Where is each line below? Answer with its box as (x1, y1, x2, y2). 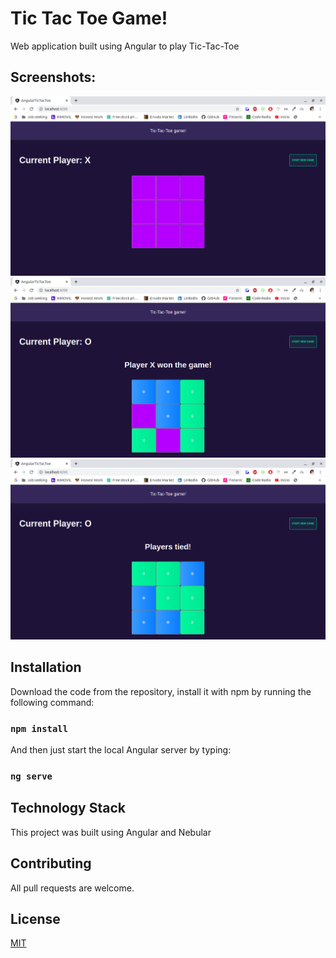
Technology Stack (10, 800, 126, 817)
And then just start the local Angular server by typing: (10, 743, 232, 756)
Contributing (10, 855, 92, 872)
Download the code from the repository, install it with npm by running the (10, 685, 312, 697)
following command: (10, 696, 95, 708)
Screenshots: (10, 69, 97, 86)
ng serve (10, 770, 53, 782)
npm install (10, 723, 69, 734)
